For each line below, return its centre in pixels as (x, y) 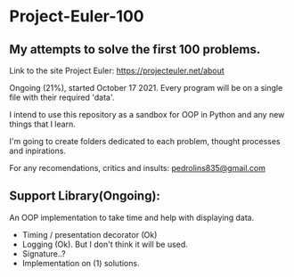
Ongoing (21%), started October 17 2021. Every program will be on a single (146, 88)
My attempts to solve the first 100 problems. (135, 49)
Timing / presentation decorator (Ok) (90, 234)
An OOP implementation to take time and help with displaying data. (132, 217)
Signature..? (44, 253)
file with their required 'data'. (62, 97)
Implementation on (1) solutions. (81, 263)
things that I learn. (42, 124)
